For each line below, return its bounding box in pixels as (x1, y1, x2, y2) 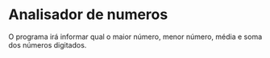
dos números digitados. (8, 40, 87, 49)
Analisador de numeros (8, 6, 168, 24)
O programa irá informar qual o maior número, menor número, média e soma (8, 32, 263, 41)
